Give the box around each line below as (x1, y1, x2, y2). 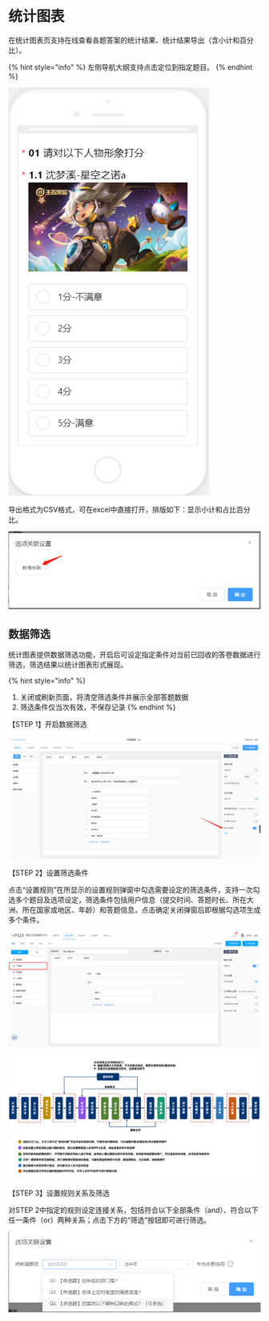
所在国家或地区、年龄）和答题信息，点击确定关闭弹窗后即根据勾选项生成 (22, 905, 261, 914)
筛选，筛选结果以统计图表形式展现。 (8, 660, 128, 669)
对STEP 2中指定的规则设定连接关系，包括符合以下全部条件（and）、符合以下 (8, 1205, 259, 1215)
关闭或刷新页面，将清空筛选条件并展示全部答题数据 (19, 692, 189, 701)
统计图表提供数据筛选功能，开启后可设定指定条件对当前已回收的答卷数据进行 (8, 649, 261, 659)
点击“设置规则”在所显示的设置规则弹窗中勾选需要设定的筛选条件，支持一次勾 (8, 885, 260, 894)
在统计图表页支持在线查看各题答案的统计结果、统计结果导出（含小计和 (8, 35, 240, 45)
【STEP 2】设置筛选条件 (8, 868, 89, 877)
